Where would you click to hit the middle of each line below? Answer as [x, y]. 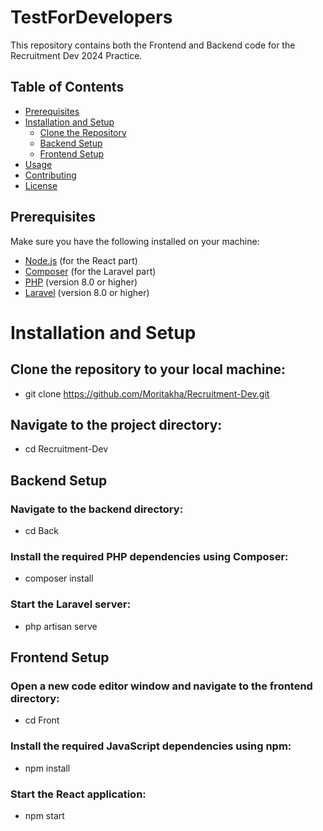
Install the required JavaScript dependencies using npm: [151, 746]
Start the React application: [78, 794]
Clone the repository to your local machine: [148, 369]
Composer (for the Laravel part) [90, 271]
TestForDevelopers [91, 17]
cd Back [42, 531]
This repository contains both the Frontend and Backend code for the [153, 45]
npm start [44, 815]
